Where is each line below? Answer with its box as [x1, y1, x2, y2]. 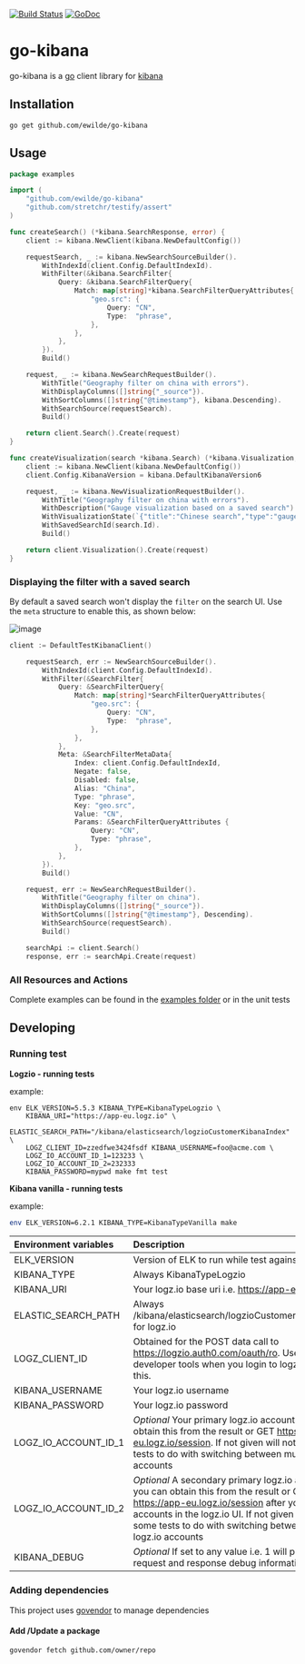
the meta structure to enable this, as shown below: [9, 605, 197, 617]
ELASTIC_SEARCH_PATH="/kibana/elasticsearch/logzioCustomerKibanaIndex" [9, 1127, 290, 1136]
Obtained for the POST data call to [133, 1335, 280, 1348]
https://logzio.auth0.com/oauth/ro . [133, 1347, 280, 1360]
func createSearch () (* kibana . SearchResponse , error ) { [9, 227, 225, 236]
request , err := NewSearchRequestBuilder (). [25, 885, 197, 894]
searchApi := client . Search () [25, 943, 141, 953]
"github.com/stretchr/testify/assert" [25, 203, 172, 213]
